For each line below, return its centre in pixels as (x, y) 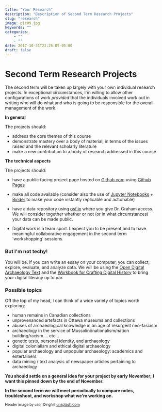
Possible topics (24, 290)
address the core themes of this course (51, 136)
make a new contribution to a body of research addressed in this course (84, 152)
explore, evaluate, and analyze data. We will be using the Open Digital (75, 267)
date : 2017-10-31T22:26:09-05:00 (39, 46)
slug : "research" (23, 18)
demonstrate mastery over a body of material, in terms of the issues (80, 142)
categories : (17, 32)
